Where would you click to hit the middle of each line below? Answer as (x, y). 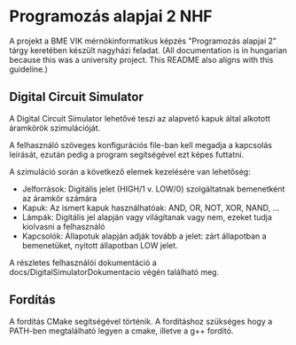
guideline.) (29, 69)
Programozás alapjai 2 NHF (111, 16)
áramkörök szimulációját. (55, 128)
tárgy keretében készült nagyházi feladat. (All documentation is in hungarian (148, 50)
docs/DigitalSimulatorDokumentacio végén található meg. (114, 271)
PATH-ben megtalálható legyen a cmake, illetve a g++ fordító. (121, 331)
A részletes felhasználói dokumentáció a (83, 263)
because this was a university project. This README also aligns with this (141, 59)
